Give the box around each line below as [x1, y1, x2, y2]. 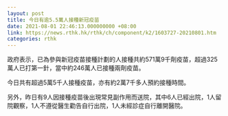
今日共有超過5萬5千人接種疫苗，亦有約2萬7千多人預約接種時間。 [7, 78, 190, 86]
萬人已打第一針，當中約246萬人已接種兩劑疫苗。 [7, 64, 146, 72]
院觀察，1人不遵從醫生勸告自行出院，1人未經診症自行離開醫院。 [7, 102, 187, 110]
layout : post [7, 10, 45, 17]
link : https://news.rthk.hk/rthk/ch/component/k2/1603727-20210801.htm [7, 29, 216, 36]
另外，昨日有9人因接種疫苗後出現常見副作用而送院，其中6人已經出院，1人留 [7, 93, 222, 102]
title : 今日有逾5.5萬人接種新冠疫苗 [7, 16, 100, 23]
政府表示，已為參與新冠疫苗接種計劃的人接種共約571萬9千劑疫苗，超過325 [7, 56, 218, 64]
